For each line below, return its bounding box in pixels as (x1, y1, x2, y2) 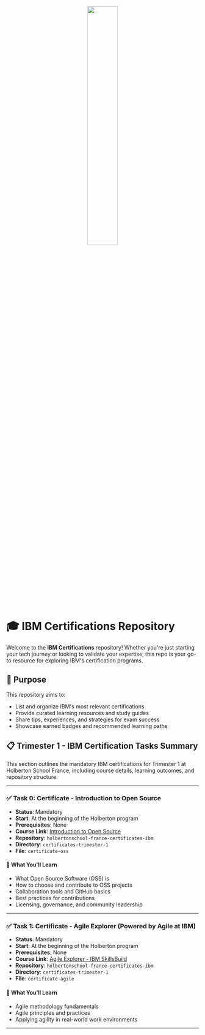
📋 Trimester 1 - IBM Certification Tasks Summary (6, 741, 198, 751)
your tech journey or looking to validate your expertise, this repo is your (6, 650, 186, 658)
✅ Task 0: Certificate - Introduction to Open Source (6, 794, 162, 803)
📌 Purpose (6, 675, 47, 685)
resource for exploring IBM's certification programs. (12, 656, 143, 664)
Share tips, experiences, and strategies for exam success (15, 716, 160, 723)
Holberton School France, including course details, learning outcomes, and (6, 767, 195, 774)
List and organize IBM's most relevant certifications (15, 702, 145, 710)
